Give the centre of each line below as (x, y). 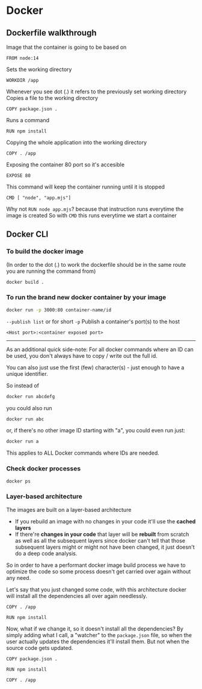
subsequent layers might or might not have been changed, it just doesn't (105, 547)
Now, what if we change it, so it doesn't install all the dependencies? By (95, 628)
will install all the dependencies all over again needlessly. (77, 596)
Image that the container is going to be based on (66, 47)
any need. (19, 578)
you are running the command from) (51, 271)
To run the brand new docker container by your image (86, 298)
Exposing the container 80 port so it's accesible (66, 164)
